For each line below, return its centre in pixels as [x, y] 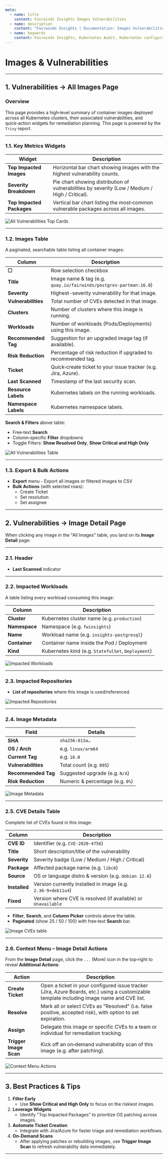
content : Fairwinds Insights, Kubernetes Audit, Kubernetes [78, 38]
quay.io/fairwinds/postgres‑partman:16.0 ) [102, 285]
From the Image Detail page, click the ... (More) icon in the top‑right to [79, 959]
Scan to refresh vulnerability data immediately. [68, 1146]
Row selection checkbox [79, 271]
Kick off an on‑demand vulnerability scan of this [97, 1044]
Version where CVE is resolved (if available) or [88, 898]
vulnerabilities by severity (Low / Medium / [103, 188]
